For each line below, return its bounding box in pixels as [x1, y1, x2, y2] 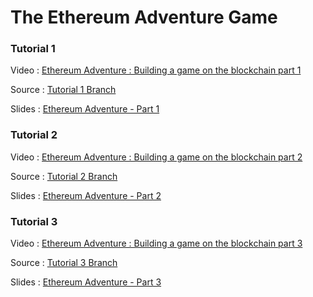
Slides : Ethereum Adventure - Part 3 [10, 276, 162, 288]
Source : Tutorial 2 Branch [10, 170, 118, 182]
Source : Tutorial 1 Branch [10, 84, 117, 96]
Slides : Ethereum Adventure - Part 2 [10, 189, 162, 201]
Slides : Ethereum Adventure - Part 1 [10, 103, 160, 115]
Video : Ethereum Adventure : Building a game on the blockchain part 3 [10, 237, 303, 250]
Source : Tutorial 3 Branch [10, 257, 118, 269]
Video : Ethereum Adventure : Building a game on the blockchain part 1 [10, 64, 302, 76]
